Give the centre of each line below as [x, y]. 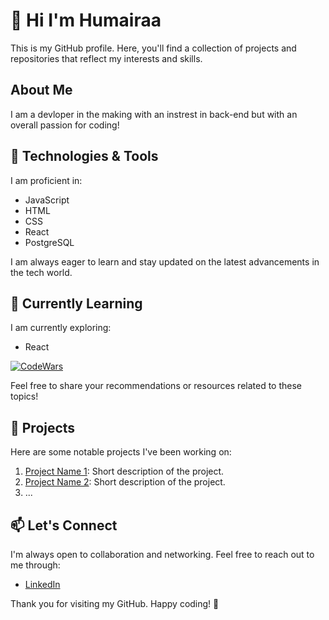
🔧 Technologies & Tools [84, 156]
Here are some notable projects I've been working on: [121, 452]
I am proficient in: [46, 180]
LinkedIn [42, 584]
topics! [24, 396]
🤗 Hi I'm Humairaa [86, 20]
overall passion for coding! [65, 125]
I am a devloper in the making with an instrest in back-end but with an [154, 114]
